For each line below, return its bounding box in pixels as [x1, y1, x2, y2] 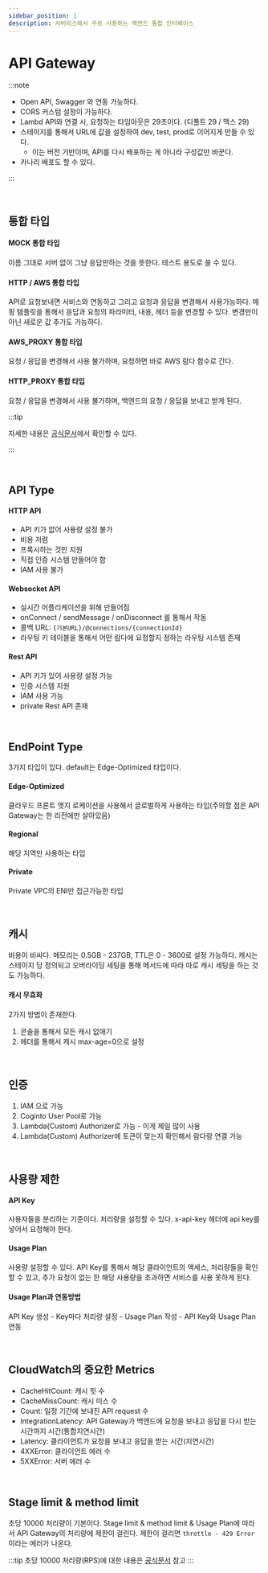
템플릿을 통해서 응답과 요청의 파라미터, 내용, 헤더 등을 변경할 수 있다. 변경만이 [16, 307, 258, 317]
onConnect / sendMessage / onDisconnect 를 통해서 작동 [19, 613, 207, 622]
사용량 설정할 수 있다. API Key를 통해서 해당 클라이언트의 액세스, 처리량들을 [8, 1262, 243, 1271]
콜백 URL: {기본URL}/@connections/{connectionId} [19, 622, 183, 632]
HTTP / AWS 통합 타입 [8, 277, 80, 287]
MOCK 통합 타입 [8, 238, 60, 248]
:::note [8, 80, 30, 90]
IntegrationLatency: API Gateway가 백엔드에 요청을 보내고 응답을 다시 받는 [19, 1416, 257, 1426]
